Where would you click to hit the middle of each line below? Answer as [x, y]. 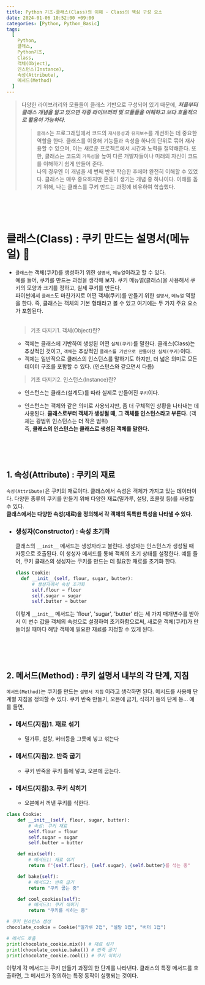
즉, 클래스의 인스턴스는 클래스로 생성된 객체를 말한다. [87, 428]
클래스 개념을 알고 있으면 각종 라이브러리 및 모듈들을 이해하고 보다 [99, 112]
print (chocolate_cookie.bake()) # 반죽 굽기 [61, 950]
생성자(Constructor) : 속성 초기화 [62, 531]
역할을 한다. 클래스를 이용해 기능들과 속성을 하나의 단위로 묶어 [110, 141]
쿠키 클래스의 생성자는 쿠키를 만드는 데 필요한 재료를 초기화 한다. [100, 561]
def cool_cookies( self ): [49, 899]
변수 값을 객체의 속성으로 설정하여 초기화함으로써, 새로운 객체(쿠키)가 [110, 622]
